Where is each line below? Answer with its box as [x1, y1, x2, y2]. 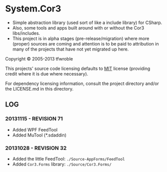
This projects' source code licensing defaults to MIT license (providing [5, 65, 150, 71]
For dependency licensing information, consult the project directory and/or [5, 80, 159, 86]
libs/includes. [12, 30, 40, 36]
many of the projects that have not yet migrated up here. [12, 46, 129, 52]
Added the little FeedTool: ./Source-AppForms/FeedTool [12, 155, 125, 161]
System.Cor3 [5, 3, 61, 14]
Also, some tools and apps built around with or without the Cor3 [12, 24, 144, 30]
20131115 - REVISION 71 [5, 115, 63, 122]
